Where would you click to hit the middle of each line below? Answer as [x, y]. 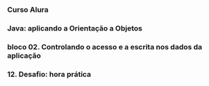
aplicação [24, 55]
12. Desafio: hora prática [49, 74]
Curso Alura [28, 10]
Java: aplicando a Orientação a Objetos [75, 28]
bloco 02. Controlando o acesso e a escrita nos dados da [105, 46]
